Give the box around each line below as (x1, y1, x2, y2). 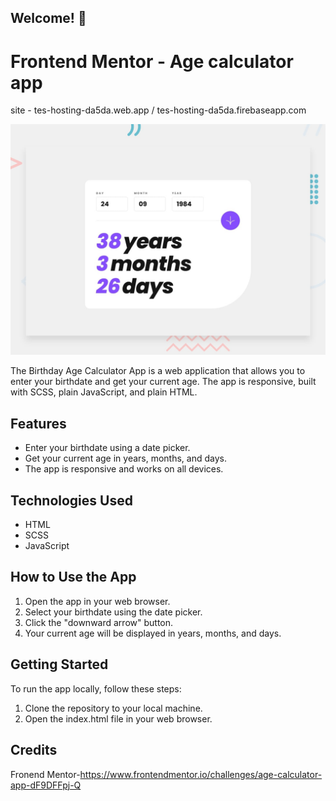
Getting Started (10, 656, 109, 673)
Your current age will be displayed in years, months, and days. (24, 627, 282, 639)
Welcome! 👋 (10, 10, 87, 27)
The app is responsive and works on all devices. (24, 463, 224, 475)
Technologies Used (10, 492, 133, 509)
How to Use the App (10, 569, 137, 586)
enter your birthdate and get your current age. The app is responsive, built (10, 376, 317, 388)
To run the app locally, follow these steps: (10, 682, 182, 695)
